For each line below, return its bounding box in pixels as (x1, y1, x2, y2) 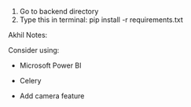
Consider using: (8, 46, 60, 54)
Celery (19, 76, 42, 85)
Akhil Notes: (8, 31, 48, 39)
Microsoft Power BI (19, 61, 82, 70)
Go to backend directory (19, 7, 99, 16)
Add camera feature (19, 91, 85, 101)
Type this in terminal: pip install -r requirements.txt (19, 15, 183, 24)
